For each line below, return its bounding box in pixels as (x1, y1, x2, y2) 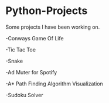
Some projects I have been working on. (5, 23, 100, 30)
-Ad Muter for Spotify (5, 68, 57, 75)
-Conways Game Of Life (5, 35, 64, 42)
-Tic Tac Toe (5, 46, 36, 53)
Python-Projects (5, 4, 88, 18)
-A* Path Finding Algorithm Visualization (5, 80, 103, 87)
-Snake (5, 57, 23, 64)
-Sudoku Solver (5, 91, 43, 98)
